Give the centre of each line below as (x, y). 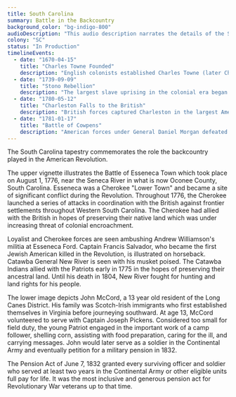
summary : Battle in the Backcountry (61, 20)
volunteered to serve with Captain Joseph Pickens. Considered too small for (117, 320)
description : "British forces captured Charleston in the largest (119, 112)
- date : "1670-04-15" (45, 60)
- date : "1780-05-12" (45, 99)
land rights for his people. (45, 284)
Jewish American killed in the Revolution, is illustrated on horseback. (106, 254)
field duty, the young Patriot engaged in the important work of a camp (108, 328)
